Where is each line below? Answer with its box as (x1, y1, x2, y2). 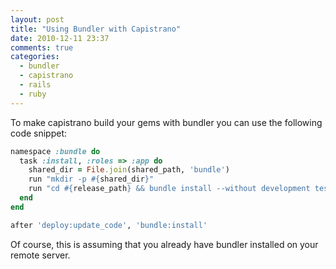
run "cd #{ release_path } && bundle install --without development (28, 184, 311, 194)
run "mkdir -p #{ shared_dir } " (28, 174, 155, 185)
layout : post (10, 14, 65, 25)
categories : (10, 52, 60, 62)
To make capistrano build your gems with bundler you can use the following (10, 116, 323, 128)
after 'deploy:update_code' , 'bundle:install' (10, 220, 208, 230)
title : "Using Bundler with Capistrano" (10, 24, 182, 34)
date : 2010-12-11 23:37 (10, 33, 110, 43)
